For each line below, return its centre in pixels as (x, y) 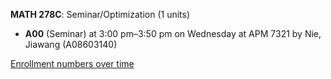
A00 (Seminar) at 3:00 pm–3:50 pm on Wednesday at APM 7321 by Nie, (173, 33)
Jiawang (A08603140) (71, 44)
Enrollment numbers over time (72, 63)
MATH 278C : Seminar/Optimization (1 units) (100, 14)
